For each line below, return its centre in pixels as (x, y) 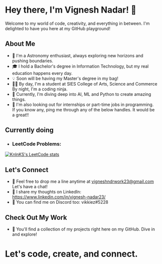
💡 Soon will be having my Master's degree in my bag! (65, 78)
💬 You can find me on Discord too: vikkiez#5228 (60, 202)
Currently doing (29, 130)
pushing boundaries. (32, 61)
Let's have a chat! (30, 187)
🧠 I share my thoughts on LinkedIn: (46, 192)
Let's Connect (27, 170)
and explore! (24, 234)
